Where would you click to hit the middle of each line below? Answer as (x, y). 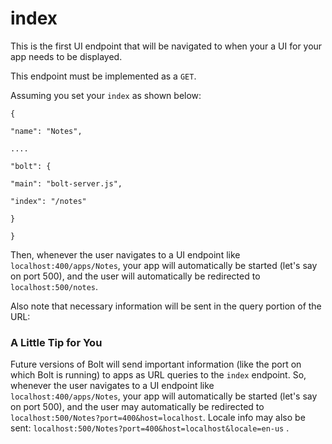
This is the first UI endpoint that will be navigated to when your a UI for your (166, 46)
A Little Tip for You (56, 342)
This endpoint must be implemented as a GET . (103, 76)
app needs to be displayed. (66, 56)
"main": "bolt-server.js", (66, 183)
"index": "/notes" (48, 201)
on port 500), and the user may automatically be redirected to (137, 407)
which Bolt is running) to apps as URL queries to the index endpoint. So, (158, 375)
